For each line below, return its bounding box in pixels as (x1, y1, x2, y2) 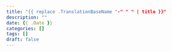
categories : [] (6, 25, 45, 32)
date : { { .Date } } (6, 20, 53, 26)
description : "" (6, 14, 47, 20)
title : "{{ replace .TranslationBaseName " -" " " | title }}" (6, 8, 167, 15)
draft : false (6, 36, 39, 42)
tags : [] (6, 31, 28, 37)
